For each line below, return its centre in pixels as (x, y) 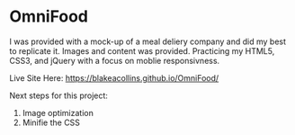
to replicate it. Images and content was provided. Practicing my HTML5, (142, 50)
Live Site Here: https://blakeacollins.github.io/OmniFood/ (114, 77)
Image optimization (58, 112)
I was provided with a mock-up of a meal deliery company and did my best (147, 41)
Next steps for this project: (58, 95)
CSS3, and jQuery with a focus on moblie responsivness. (115, 60)
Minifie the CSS (51, 122)
